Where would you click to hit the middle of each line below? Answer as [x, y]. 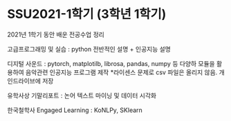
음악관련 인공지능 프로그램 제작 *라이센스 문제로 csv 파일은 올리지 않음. [121, 72]
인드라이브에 [24, 80]
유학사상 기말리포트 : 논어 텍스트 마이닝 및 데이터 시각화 [82, 95]
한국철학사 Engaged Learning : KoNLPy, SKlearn [75, 110]
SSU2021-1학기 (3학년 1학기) [87, 14]
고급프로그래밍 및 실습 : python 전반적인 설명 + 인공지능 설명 [89, 49]
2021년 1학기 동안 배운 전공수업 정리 [56, 34]
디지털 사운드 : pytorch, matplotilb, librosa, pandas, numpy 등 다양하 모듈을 [111, 63]
